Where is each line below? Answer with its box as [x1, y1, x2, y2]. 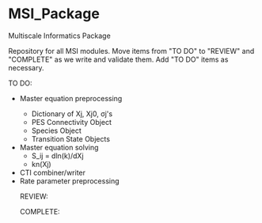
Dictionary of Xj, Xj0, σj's [31, 108, 113, 119]
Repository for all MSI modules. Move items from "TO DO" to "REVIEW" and [8, 46, 255, 55]
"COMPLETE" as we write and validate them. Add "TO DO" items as [8, 55, 229, 64]
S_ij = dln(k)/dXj [31, 151, 85, 161]
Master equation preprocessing [19, 93, 123, 103]
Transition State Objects [31, 134, 111, 143]
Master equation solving [19, 142, 99, 152]
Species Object [31, 126, 82, 135]
